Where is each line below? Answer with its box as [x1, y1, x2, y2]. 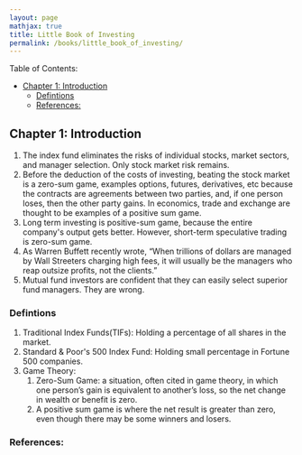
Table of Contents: [9, 63, 78, 74]
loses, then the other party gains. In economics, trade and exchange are [22, 198, 291, 209]
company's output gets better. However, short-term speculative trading [22, 227, 288, 237]
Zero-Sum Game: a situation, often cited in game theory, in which [35, 376, 279, 386]
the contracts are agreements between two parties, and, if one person [22, 189, 284, 200]
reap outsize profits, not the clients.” [22, 265, 158, 276]
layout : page [9, 13, 59, 23]
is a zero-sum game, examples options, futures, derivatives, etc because [22, 179, 293, 190]
